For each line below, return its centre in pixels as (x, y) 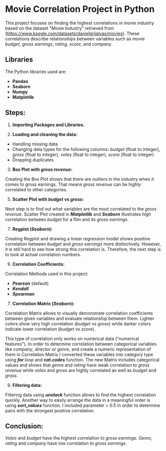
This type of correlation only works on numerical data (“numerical (72, 338)
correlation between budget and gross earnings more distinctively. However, (83, 244)
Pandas (20, 81)
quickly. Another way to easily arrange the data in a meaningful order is (78, 400)
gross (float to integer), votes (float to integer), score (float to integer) (83, 154)
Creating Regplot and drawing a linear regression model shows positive (78, 238)
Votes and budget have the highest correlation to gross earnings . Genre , (79, 438)
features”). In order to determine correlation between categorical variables (81, 344)
